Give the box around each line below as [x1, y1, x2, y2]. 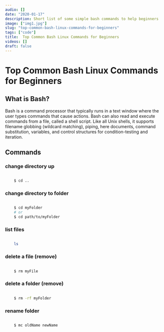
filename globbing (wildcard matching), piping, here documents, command [5, 123, 156, 129]
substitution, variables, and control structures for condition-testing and [5, 129, 148, 135]
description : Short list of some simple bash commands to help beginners [5, 16, 159, 21]
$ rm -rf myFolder [14, 296, 51, 301]
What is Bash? [5, 95, 50, 103]
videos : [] [5, 39, 27, 44]
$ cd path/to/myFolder [14, 215, 60, 220]
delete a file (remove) [5, 253, 57, 260]
